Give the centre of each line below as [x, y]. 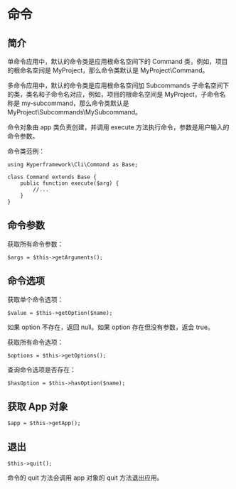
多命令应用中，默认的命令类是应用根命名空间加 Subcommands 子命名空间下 [118, 85]
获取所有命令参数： [36, 244]
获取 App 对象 [38, 407]
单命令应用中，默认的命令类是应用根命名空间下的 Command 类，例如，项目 [118, 61]
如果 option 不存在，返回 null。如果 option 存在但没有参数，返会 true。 [111, 327]
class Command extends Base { [52, 177]
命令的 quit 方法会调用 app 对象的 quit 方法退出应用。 [85, 478]
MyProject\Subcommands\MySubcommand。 [75, 112]
